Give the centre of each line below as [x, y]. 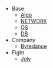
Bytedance [34, 46]
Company [24, 40]
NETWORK [34, 21]
